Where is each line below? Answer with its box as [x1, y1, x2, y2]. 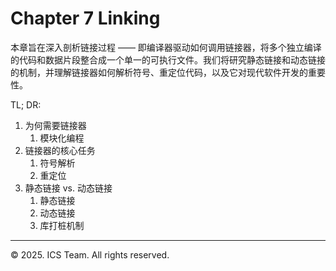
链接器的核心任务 [24, 144, 96, 156]
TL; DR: [10, 98, 42, 111]
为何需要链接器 [24, 119, 87, 131]
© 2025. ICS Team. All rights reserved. [10, 248, 170, 261]
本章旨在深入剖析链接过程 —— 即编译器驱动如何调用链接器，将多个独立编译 [10, 41, 322, 53]
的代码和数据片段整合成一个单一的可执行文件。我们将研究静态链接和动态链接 [10, 53, 326, 66]
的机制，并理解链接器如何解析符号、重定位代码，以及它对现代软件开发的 [10, 66, 308, 78]
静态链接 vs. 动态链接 [24, 182, 113, 194]
